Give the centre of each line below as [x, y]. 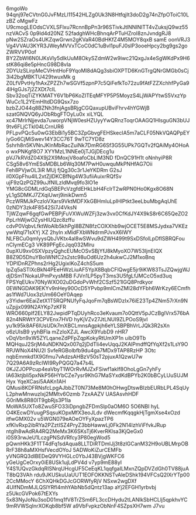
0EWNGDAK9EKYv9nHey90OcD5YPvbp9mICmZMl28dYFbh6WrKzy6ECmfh [98, 288]
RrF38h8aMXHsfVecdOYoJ [39, 450]
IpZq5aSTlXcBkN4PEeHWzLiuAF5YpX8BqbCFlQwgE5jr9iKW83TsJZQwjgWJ [98, 269]
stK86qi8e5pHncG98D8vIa [39, 64]
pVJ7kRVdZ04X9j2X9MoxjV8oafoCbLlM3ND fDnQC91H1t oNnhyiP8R [89, 158]
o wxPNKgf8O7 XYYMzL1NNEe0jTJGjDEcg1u [60, 151]
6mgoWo [17, 8]
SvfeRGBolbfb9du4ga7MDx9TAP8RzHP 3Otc [102, 350]
